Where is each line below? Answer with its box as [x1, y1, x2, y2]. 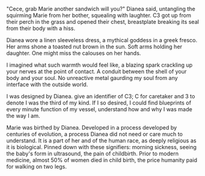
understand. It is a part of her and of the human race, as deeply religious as [6, 137, 197, 144]
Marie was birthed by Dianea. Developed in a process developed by [6, 124, 177, 131]
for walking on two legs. [6, 163, 67, 170]
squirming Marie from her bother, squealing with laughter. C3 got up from [6, 12, 192, 19]
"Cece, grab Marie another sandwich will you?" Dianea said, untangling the [6, 5, 196, 12]
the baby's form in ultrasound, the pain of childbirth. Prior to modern [6, 150, 179, 157]
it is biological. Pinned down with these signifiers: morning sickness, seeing [6, 144, 197, 150]
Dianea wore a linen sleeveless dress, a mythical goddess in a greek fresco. [6, 37, 198, 43]
